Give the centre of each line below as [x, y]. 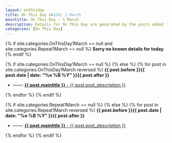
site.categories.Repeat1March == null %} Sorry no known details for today [84, 49]
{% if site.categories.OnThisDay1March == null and [59, 43]
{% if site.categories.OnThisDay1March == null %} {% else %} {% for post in [86, 64]
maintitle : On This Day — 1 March [42, 19]
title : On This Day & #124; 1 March [43, 15]
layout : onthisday [25, 10]
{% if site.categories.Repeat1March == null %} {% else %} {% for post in [82, 105]
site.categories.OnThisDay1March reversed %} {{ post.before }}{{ [75, 70]
